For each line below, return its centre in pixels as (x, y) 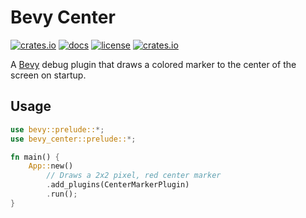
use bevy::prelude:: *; (57, 129)
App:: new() (51, 166)
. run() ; (62, 194)
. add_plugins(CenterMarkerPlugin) (118, 185)
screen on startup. (48, 75)
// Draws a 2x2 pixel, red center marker (134, 176)
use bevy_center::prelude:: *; (73, 139)
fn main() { (35, 157)
